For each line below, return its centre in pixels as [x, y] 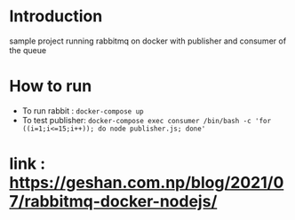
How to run [51, 86]
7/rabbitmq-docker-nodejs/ [113, 202]
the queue [28, 50]
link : [28, 164]
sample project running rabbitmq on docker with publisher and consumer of [148, 41]
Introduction [56, 16]
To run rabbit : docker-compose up [83, 110]
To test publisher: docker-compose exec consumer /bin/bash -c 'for [147, 120]
